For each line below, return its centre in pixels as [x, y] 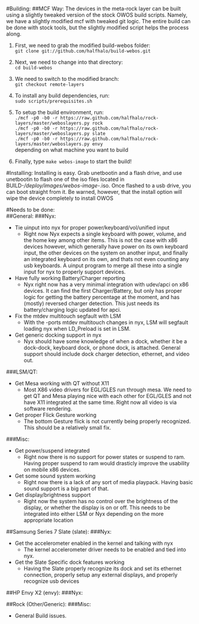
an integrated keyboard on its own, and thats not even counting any [106, 259]
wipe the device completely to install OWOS [60, 198]
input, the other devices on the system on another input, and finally [106, 253]
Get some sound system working [55, 476]
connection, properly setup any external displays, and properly [101, 575]
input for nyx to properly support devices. [75, 272]
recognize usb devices [51, 581]
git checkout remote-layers [49, 84]
